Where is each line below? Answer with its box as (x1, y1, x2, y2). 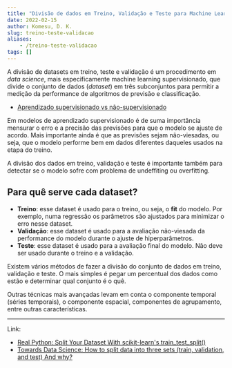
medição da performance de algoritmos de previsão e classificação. (7, 89, 202, 97)
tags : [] (7, 49, 32, 56)
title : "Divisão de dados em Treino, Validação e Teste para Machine (7, 10, 212, 17)
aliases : (7, 36, 32, 43)
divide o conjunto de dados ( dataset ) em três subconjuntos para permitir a (7, 82, 220, 90)
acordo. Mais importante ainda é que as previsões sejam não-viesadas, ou (7, 130, 220, 139)
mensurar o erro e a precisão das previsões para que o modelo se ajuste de (7, 124, 223, 132)
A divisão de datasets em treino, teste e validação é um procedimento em (7, 67, 216, 76)
